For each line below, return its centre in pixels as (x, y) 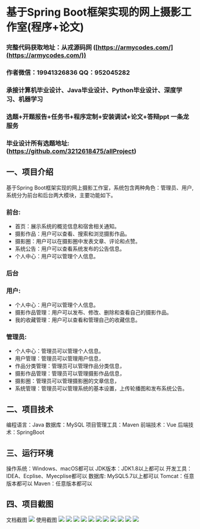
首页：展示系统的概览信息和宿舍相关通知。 (67, 226)
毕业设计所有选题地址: (38, 143)
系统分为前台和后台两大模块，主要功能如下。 (61, 195)
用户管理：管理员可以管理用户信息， (59, 359)
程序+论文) (58, 27)
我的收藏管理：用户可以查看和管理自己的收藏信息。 (78, 320)
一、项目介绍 (30, 172)
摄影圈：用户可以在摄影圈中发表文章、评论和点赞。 (78, 241)
